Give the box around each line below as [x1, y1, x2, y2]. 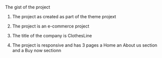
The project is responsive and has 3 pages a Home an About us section [12, 42, 158, 48]
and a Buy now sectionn [12, 48, 62, 53]
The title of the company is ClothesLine [12, 33, 92, 38]
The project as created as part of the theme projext [12, 14, 117, 19]
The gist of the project [5, 4, 50, 10]
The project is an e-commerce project [12, 23, 90, 29]
